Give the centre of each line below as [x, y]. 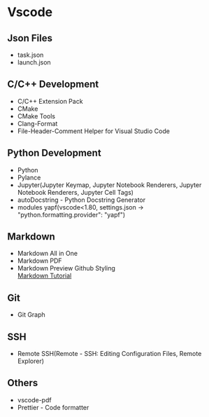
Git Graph [31, 315]
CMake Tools [36, 116]
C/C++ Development [53, 84]
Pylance [29, 177]
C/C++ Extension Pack [50, 101]
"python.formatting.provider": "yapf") [71, 214]
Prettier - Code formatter [53, 407]
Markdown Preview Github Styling [66, 268]
